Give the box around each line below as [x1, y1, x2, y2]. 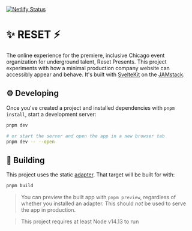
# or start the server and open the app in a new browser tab [6, 133, 165, 139]
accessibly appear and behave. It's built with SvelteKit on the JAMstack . [6, 71, 185, 78]
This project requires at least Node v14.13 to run [20, 218, 139, 225]
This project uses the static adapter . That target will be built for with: [6, 171, 175, 178]
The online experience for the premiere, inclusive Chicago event [6, 52, 165, 59]
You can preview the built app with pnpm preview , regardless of [20, 194, 176, 201]
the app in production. [20, 206, 76, 214]
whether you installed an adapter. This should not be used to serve [20, 200, 187, 207]
